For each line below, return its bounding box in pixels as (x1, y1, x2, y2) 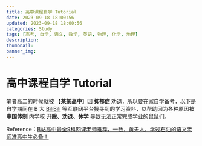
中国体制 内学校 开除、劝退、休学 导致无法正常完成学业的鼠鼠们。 (6, 113, 170, 120)
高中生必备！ (16, 133, 49, 140)
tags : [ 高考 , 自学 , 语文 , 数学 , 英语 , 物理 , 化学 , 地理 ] (6, 32, 138, 38)
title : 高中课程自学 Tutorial (6, 8, 77, 15)
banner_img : (6, 48, 36, 55)
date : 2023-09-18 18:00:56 (6, 15, 74, 21)
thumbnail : (6, 43, 34, 49)
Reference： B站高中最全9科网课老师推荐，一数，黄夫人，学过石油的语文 (6, 125, 187, 133)
